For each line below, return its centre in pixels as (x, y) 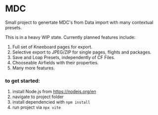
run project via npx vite (36, 108)
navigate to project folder (38, 97)
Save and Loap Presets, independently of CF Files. (63, 57)
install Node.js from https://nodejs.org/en (54, 92)
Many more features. (34, 68)
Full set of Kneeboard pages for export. (52, 47)
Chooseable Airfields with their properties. (55, 62)
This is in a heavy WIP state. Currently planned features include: (70, 37)
